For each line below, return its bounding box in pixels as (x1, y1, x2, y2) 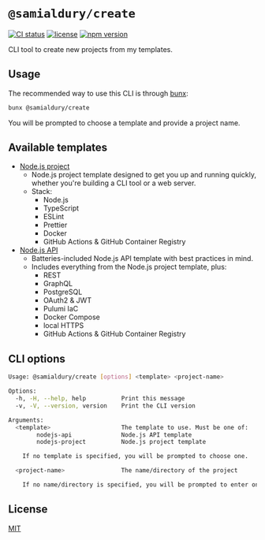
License (8, 503, 48, 516)
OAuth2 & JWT (43, 296, 92, 305)
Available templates (8, 141, 108, 155)
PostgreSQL (43, 287, 83, 297)
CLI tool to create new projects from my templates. (8, 44, 174, 54)
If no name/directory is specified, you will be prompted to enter (22, 481, 248, 489)
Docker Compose (43, 312, 101, 322)
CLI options (8, 352, 65, 365)
